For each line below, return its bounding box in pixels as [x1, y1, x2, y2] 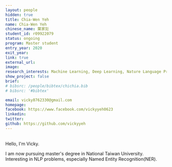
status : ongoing [5, 36, 40, 41]
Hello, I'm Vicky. [5, 140, 39, 147]
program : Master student [5, 41, 58, 46]
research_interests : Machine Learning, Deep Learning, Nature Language [5, 69, 161, 75]
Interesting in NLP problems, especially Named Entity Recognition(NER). [5, 156, 158, 162]
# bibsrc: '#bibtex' [5, 88, 50, 93]
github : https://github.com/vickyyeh [5, 121, 86, 126]
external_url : [5, 60, 36, 65]
